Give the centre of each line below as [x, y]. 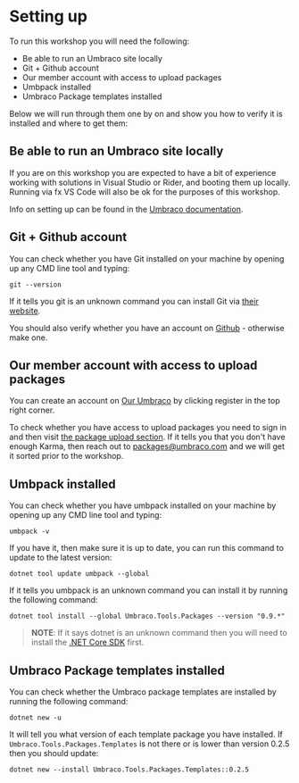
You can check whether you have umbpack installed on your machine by [143, 505]
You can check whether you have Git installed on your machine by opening [147, 258]
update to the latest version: [61, 558]
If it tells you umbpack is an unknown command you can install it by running [149, 590]
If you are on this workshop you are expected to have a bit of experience [143, 172]
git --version [36, 284]
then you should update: [54, 753]
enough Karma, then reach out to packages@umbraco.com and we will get [147, 446]
